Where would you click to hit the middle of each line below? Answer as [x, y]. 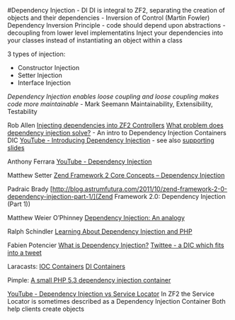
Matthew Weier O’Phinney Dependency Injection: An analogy [96, 218]
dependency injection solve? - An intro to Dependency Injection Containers [117, 133]
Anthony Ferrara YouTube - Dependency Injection [80, 161]
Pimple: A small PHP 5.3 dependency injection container [89, 280]
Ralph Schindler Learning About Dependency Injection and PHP [100, 232]
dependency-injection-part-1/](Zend [60, 196]
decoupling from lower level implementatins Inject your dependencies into [115, 33]
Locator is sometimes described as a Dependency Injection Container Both [116, 301]
